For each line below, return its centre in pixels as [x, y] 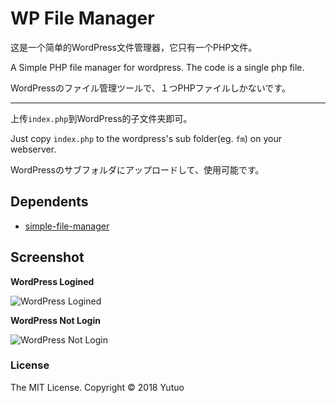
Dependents [49, 202]
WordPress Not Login [55, 320]
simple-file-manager [67, 226]
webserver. [33, 149]
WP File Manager [82, 18]
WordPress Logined [52, 281]
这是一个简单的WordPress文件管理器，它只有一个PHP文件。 [134, 47]
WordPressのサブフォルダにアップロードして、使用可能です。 [137, 169]
